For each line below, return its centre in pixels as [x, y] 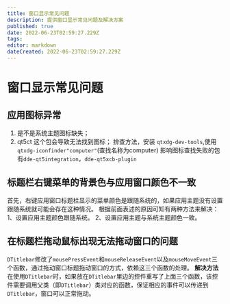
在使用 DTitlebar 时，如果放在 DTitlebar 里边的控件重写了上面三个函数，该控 [113, 276]
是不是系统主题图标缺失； [53, 133]
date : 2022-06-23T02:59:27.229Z [53, 33]
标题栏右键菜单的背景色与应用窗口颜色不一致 [102, 183]
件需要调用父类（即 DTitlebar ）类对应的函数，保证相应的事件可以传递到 [108, 285]
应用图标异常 [34, 115]
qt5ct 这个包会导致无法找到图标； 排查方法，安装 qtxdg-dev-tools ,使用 [117, 141]
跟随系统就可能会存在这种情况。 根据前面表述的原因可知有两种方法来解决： [113, 209]
